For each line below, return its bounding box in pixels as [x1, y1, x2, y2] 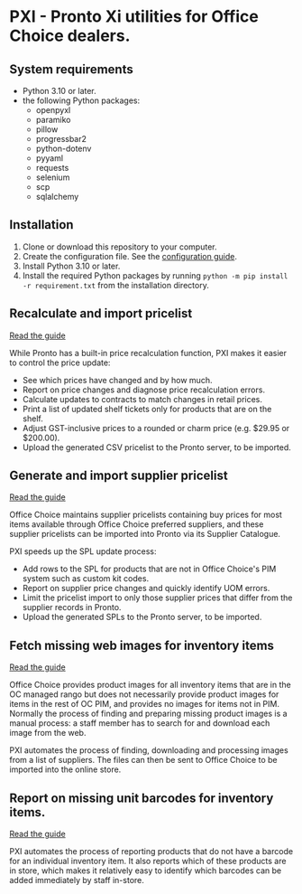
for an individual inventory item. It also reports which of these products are [9, 856, 287, 867]
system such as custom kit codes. [22, 573, 150, 584]
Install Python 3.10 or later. [22, 260, 121, 271]
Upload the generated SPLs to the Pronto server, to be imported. [22, 612, 262, 623]
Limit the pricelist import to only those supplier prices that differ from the [22, 592, 293, 603]
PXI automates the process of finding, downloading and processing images [9, 745, 288, 756]
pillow [35, 124, 59, 135]
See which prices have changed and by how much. [22, 374, 213, 385]
